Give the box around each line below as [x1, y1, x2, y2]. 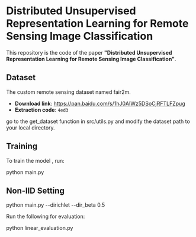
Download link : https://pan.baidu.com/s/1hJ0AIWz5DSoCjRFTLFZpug [14, 100, 185, 107]
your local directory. [6, 124, 55, 131]
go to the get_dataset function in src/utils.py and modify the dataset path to [6, 118, 191, 125]
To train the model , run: [6, 157, 65, 164]
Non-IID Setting [6, 185, 65, 195]
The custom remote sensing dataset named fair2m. [6, 88, 131, 96]
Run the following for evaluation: [6, 213, 85, 220]
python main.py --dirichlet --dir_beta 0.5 [6, 201, 105, 208]
